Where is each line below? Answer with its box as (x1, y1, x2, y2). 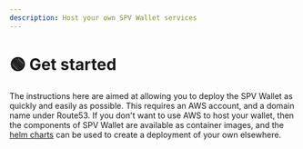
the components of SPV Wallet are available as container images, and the (9, 119, 285, 130)
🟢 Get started (9, 54, 116, 74)
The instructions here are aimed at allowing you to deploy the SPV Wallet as (9, 90, 293, 101)
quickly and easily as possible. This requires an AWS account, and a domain (9, 100, 295, 111)
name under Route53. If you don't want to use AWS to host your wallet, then (9, 110, 294, 121)
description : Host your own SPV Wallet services (9, 13, 197, 23)
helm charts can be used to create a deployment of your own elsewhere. (9, 129, 282, 140)
